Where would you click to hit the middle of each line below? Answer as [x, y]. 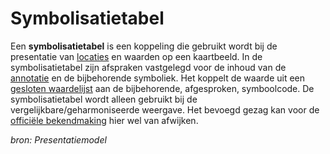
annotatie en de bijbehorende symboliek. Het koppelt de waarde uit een [158, 78]
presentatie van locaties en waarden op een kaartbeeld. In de [136, 56]
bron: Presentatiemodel [58, 139]
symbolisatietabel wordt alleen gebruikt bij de [104, 99]
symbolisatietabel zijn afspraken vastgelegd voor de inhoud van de [148, 67]
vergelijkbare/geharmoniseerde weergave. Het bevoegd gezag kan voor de [165, 109]
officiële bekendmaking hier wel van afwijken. [104, 120]
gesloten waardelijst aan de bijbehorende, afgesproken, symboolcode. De [162, 88]
